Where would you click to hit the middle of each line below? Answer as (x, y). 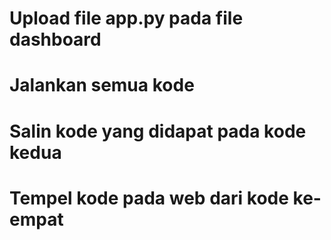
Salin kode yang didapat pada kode (158, 131)
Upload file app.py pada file (126, 18)
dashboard (55, 39)
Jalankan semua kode (102, 85)
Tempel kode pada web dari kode (149, 198)
